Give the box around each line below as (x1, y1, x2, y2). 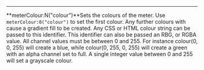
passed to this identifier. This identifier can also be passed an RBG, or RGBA (6, 31, 197, 38)
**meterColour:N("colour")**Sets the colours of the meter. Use (6, 12, 166, 19)
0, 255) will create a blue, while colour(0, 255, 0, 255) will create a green (6, 44, 188, 51)
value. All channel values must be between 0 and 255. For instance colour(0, (6, 38, 198, 45)
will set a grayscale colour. (6, 57, 73, 65)
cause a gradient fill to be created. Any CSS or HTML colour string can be (6, 24, 191, 32)
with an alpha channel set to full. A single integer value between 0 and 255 (6, 51, 193, 58)
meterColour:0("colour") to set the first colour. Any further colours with (6, 18, 186, 26)
